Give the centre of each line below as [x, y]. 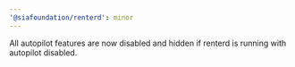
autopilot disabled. [43, 52]
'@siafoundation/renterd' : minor [72, 17]
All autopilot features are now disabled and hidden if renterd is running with [148, 43]
